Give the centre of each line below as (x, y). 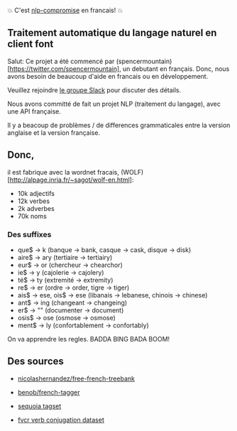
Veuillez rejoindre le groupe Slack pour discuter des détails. (94, 90)
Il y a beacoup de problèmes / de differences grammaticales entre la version (119, 125)
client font (31, 44)
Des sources (35, 361)
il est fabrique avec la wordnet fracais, (63, 172)
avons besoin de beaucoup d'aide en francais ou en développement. (108, 76)
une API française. (34, 111)
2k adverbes (36, 208)
